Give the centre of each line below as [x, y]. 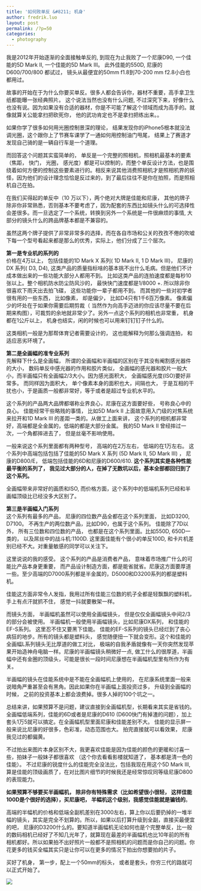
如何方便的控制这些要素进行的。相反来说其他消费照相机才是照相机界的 [103, 170]
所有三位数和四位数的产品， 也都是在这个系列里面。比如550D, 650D [101, 531]
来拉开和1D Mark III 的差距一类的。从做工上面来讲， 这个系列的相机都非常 [97, 418]
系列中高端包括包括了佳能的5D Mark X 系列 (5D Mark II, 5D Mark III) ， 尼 [101, 453]
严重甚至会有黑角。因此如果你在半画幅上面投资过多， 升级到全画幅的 [106, 686]
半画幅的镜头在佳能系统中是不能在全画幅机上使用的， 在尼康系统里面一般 [96, 679]
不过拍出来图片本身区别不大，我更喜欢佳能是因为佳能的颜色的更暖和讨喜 [95, 749]
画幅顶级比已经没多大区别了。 [43, 496]
